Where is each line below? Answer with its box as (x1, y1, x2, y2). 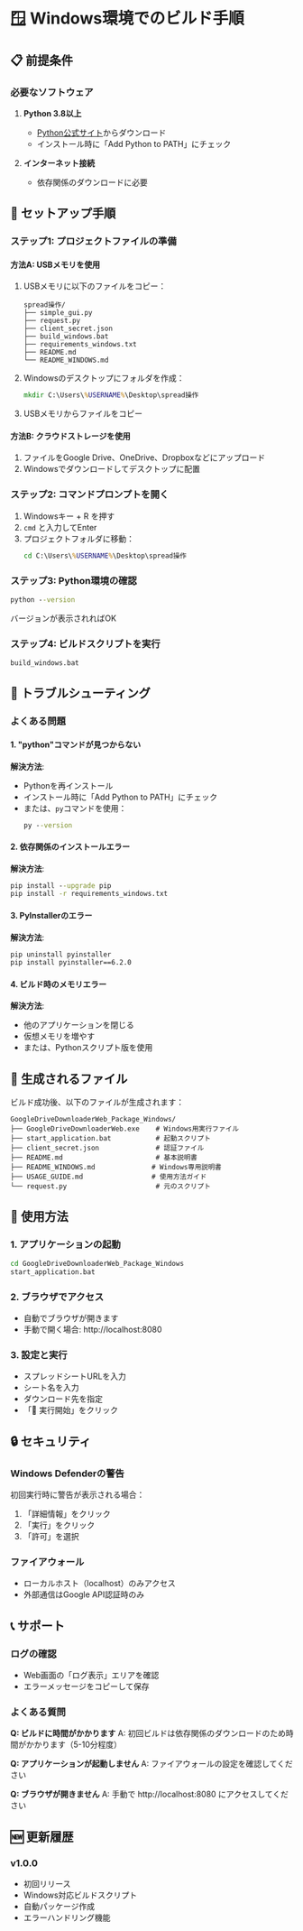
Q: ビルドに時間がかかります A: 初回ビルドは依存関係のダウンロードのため (10, 1728, 287, 1739)
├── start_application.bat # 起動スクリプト (10, 1134, 211, 1143)
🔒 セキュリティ (10, 1434, 91, 1449)
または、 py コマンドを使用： (23, 802, 127, 813)
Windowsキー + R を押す (23, 511, 115, 522)
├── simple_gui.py (23, 309, 93, 318)
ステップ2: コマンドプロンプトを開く (10, 488, 170, 501)
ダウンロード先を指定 (23, 1393, 103, 1404)
